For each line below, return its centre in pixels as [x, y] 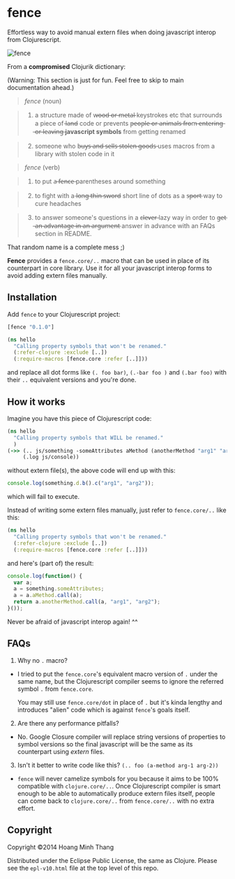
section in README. [63, 233]
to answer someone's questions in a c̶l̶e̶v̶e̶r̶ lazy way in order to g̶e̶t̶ [130, 217]
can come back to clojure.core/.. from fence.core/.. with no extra [116, 801]
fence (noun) [43, 101]
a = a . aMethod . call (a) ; [48, 595]
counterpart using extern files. [61, 751]
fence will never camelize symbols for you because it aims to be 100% [118, 779]
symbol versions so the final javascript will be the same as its [105, 744]
